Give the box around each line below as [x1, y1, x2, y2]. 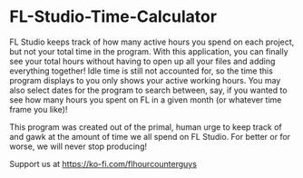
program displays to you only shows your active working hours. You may [9, 74, 281, 85]
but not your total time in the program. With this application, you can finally [9, 45, 288, 56]
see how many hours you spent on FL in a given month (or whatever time [9, 94, 282, 105]
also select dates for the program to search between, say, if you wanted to [9, 84, 288, 95]
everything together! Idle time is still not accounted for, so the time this [9, 65, 274, 76]
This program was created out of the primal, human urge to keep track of [9, 121, 283, 133]
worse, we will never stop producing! [9, 141, 148, 152]
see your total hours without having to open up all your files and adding [9, 55, 276, 66]
